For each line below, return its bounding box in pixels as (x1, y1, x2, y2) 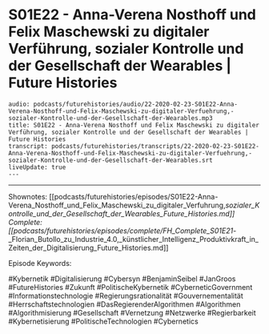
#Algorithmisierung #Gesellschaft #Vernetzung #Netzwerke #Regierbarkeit (8, 308, 256, 317)
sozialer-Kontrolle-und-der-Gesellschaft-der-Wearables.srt (8, 156, 214, 164)
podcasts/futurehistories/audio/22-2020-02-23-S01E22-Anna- (33, 100, 239, 108)
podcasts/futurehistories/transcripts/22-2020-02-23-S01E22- (50, 142, 260, 150)
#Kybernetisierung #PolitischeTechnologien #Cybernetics (8, 316, 199, 326)
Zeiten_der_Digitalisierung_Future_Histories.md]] (8, 243, 169, 252)
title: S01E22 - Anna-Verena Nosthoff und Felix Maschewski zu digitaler (8, 121, 260, 129)
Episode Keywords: (8, 258, 72, 268)
